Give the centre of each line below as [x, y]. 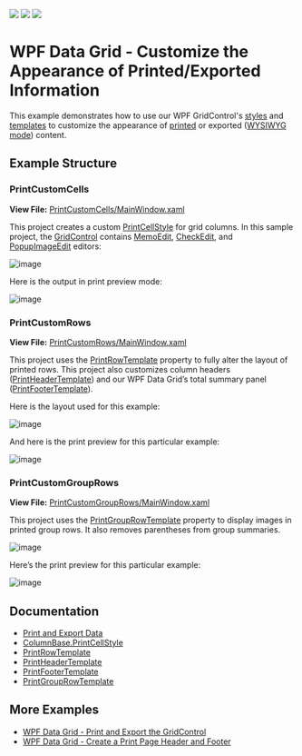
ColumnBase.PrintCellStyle [73, 643]
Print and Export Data [63, 633]
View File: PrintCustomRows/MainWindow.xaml [98, 342]
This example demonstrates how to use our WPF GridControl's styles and [146, 115]
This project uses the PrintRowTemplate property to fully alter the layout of [149, 360]
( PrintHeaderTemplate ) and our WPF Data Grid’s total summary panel [138, 379]
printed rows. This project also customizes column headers [120, 369]
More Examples [54, 710]
